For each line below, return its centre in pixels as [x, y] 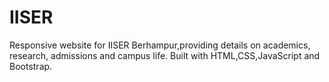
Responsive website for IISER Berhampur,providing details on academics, [160, 45]
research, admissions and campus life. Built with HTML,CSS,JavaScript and [165, 55]
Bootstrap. [31, 66]
